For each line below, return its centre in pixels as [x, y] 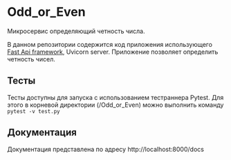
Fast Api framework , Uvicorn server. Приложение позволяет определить [113, 52]
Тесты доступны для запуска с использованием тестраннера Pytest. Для [115, 97]
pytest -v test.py [34, 111]
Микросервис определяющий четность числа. [76, 31]
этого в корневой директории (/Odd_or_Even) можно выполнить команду [115, 105]
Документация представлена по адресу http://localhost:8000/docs [105, 149]
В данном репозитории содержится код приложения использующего [110, 44]
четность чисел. [31, 59]
